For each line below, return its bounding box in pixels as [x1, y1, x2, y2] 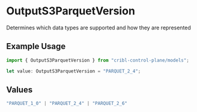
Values [6, 84, 33, 95]
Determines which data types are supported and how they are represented [6, 24, 191, 31]
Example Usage [6, 41, 66, 52]
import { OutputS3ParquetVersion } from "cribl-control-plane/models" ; [6, 57, 189, 63]
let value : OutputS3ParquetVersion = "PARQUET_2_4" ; [6, 68, 141, 74]
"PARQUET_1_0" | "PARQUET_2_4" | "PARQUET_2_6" [6, 101, 128, 107]
